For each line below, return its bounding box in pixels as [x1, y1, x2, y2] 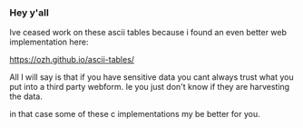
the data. [9, 91, 43, 102]
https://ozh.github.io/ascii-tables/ [9, 54, 134, 65]
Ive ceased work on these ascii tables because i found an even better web [9, 27, 288, 38]
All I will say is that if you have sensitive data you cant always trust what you [9, 72, 294, 83]
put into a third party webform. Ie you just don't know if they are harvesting [9, 82, 290, 93]
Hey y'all [9, 6, 50, 19]
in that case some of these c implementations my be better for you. [9, 109, 260, 120]
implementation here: [9, 36, 89, 47]
